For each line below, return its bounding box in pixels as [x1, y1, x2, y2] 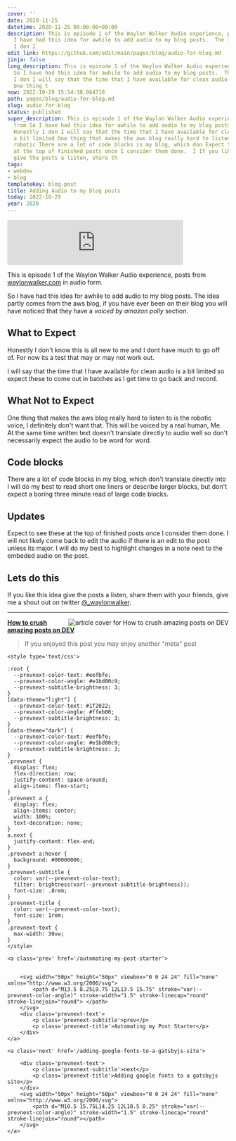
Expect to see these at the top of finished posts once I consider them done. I [7, 529, 229, 537]
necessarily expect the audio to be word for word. [7, 436, 152, 444]
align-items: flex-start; [13, 783, 90, 790]
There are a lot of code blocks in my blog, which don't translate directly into [7, 475, 227, 483]
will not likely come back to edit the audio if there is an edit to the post [7, 537, 210, 545]
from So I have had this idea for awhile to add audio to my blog [13, 121, 212, 129]
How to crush [7, 618, 48, 627]
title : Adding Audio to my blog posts [7, 187, 121, 194]
